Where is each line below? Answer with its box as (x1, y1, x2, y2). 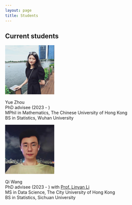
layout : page (5, 8, 32, 13)
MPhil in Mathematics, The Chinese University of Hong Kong (5, 110, 128, 116)
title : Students (5, 13, 38, 18)
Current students (5, 32, 59, 40)
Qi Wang (5, 179, 23, 185)
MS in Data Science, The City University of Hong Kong (5, 189, 115, 195)
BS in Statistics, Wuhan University (5, 115, 74, 121)
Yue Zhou (5, 99, 25, 105)
